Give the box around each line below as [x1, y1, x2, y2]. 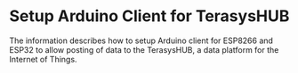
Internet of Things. [9, 54, 77, 64]
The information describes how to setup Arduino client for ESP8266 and [9, 35, 274, 46]
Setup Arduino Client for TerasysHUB [9, 6, 290, 26]
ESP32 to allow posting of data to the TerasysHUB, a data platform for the [9, 44, 279, 55]
